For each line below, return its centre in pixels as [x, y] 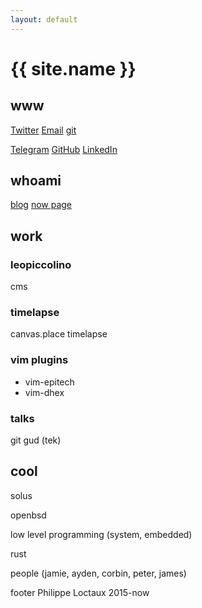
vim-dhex [44, 392]
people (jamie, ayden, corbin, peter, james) [98, 573]
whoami [36, 181]
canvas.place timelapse [59, 334]
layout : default [44, 19]
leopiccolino [41, 264]
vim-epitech [49, 382]
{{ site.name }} [73, 68]
